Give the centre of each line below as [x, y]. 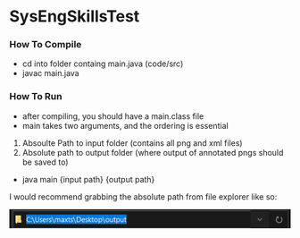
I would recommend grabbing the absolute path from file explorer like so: [143, 196]
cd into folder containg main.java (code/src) [103, 64]
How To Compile [46, 45]
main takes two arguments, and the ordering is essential [125, 125]
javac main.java [50, 73]
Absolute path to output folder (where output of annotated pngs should [153, 152]
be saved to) [45, 162]
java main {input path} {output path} [88, 179]
